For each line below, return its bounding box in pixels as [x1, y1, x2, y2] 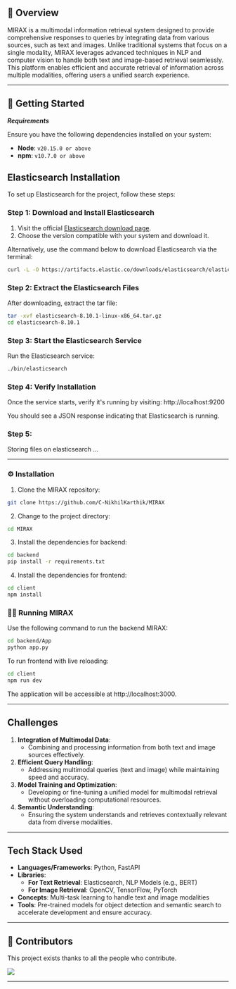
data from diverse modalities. [27, 818, 113, 826]
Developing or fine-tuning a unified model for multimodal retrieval [27, 788, 218, 796]
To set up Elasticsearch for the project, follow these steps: [7, 190, 176, 199]
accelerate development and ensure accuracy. [17, 908, 152, 916]
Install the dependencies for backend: [17, 538, 128, 547]
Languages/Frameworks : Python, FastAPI [17, 864, 140, 872]
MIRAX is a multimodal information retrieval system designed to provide [7, 25, 215, 34]
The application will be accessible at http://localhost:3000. [7, 690, 177, 698]
